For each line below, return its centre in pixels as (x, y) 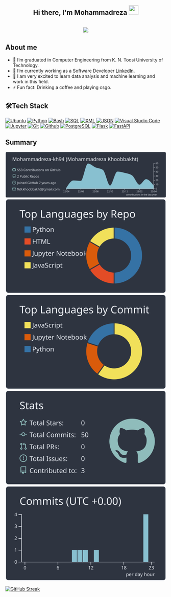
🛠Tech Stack (27, 106)
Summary (21, 142)
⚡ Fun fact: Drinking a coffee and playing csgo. (62, 87)
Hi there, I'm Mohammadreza (80, 13)
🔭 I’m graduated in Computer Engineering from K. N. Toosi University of (88, 60)
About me (21, 47)
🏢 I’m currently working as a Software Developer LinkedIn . (74, 71)
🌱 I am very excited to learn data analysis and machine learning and (84, 76)
